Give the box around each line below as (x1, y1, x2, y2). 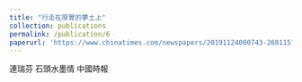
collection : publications (9, 21, 106, 30)
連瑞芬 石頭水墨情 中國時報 (9, 63, 109, 74)
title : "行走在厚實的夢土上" (9, 12, 106, 22)
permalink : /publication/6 (9, 29, 111, 38)
